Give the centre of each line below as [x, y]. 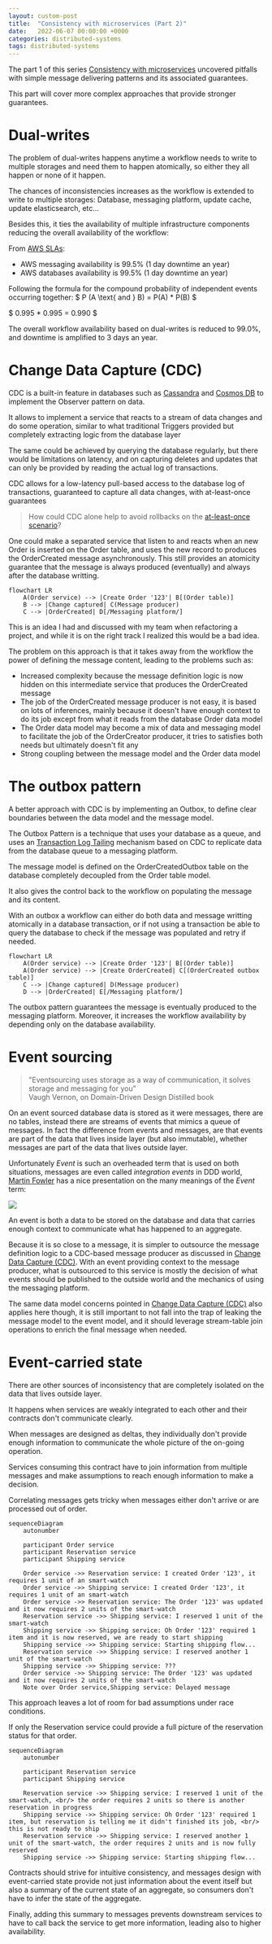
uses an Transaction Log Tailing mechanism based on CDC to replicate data [135, 842]
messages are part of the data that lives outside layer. [98, 1147]
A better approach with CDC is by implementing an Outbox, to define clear [133, 809]
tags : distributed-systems [54, 46]
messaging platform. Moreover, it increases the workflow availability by [127, 1015]
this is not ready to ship [54, 1828]
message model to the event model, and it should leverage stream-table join [136, 1320]
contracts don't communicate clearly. [71, 1418]
